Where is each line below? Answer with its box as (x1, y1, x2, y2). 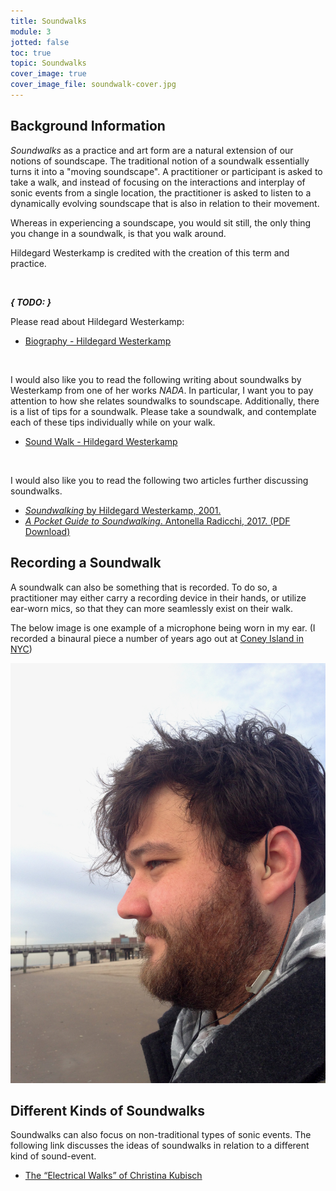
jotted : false (10, 37, 70, 47)
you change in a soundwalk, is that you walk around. (10, 227, 227, 239)
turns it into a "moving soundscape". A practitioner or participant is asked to (10, 165, 323, 177)
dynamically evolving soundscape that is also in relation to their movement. (10, 197, 320, 209)
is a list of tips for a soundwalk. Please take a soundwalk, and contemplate (10, 405, 317, 417)
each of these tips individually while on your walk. (10, 416, 216, 428)
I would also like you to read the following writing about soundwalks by (10, 373, 302, 385)
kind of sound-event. (10, 1150, 97, 1162)
